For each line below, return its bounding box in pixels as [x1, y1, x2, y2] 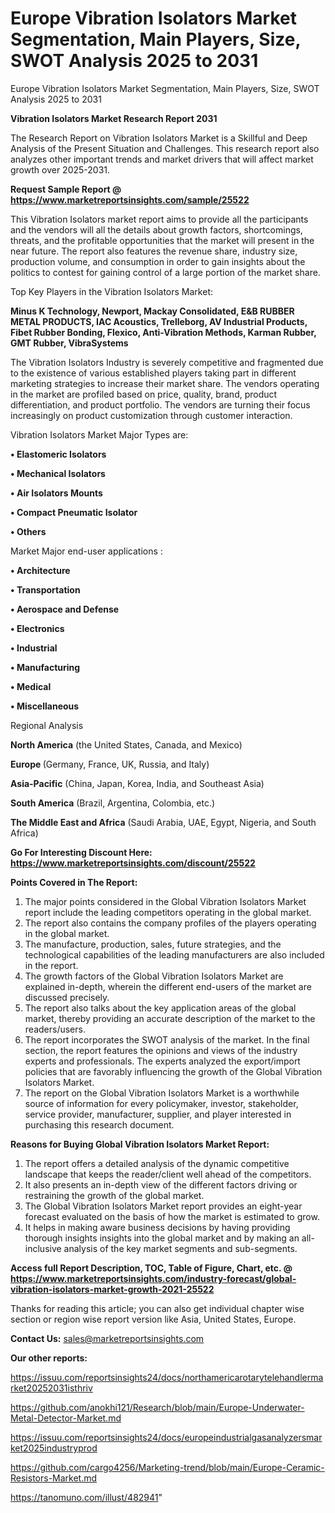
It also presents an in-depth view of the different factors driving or [24, 1178, 298, 1191]
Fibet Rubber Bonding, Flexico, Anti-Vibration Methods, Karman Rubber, [10, 326, 317, 338]
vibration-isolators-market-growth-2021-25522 [10, 1283, 215, 1295]
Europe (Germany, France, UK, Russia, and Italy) [10, 758, 210, 770]
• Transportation [10, 583, 81, 596]
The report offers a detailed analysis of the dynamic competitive [24, 1157, 290, 1169]
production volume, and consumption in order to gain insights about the [10, 255, 306, 267]
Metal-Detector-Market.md [10, 1412, 122, 1424]
